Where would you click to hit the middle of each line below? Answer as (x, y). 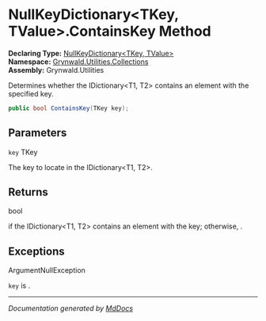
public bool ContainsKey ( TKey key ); (68, 108)
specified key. (31, 93)
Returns (28, 193)
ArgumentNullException (47, 270)
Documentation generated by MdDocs (70, 308)
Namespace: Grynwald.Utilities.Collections (78, 62)
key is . (19, 285)
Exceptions (36, 251)
